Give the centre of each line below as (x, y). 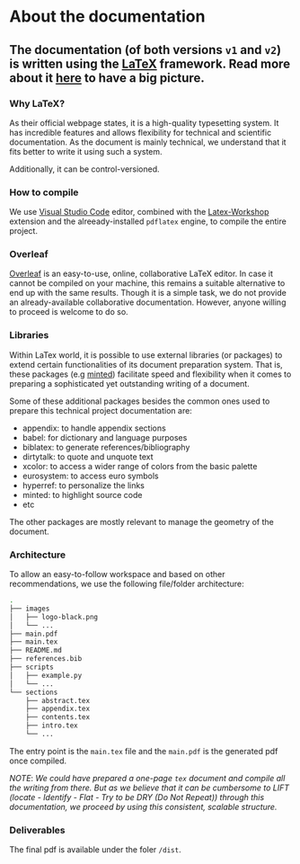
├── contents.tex (58, 717)
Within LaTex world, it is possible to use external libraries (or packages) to (146, 355)
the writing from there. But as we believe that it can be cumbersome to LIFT (150, 788)
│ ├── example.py (46, 675)
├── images (30, 609)
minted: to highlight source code (82, 494)
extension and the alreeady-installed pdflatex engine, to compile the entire (148, 221)
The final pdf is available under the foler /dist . (95, 850)
